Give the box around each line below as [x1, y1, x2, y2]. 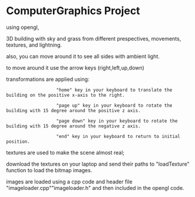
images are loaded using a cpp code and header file [6, 178, 133, 185]
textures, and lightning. [6, 41, 62, 48]
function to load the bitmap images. [6, 166, 92, 173]
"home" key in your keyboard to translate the [56, 87, 173, 93]
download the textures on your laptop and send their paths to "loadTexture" [6, 160, 190, 168]
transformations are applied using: [6, 75, 90, 83]
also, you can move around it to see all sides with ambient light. [6, 52, 160, 60]
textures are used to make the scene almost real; [6, 149, 125, 156]
